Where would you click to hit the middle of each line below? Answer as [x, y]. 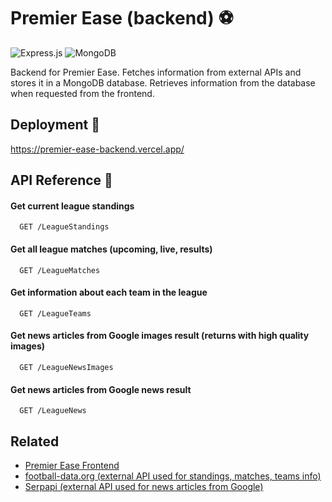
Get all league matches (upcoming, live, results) [111, 249]
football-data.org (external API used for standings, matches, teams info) [173, 476]
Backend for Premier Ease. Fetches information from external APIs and [156, 72]
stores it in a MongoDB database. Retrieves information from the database [163, 82]
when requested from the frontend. [82, 93]
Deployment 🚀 [55, 125]
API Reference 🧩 [61, 180]
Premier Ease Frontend [72, 465]
